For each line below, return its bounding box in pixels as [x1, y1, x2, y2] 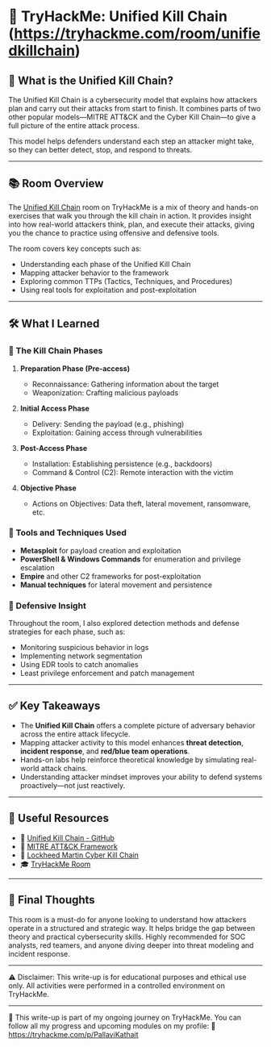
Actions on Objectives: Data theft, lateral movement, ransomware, [31, 498, 252, 508]
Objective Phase [19, 483, 77, 493]
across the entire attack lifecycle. [19, 729, 131, 739]
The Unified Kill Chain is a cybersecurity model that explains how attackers [8, 95, 258, 104]
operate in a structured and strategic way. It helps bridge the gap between [8, 923, 256, 932]
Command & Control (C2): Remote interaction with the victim [31, 467, 234, 477]
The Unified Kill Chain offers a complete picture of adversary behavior [19, 720, 256, 730]
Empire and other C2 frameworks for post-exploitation [19, 571, 202, 581]
